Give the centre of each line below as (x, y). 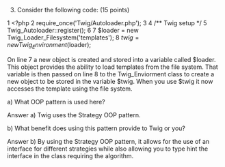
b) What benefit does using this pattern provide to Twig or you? (96, 128)
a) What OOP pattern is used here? (56, 102)
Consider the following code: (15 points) (73, 10)
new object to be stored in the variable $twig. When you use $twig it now (110, 81)
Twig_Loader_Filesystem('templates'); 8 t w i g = (73, 37)
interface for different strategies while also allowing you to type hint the (108, 149)
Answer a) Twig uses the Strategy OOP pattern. (74, 115)
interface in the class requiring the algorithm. (70, 155)
